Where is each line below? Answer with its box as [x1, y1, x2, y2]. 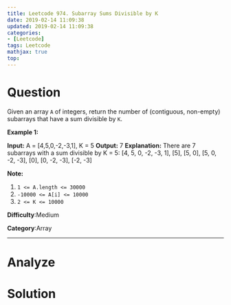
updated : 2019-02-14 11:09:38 [7, 23, 94, 30]
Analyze [7, 254, 56, 270]
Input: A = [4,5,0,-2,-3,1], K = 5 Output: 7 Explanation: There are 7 [7, 141, 196, 149]
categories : [7, 29, 41, 36]
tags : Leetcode [7, 42, 51, 49]
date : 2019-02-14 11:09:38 [7, 17, 85, 23]
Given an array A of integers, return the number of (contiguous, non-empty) [7, 107, 221, 116]
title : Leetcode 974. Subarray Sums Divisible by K [7, 10, 158, 17]
